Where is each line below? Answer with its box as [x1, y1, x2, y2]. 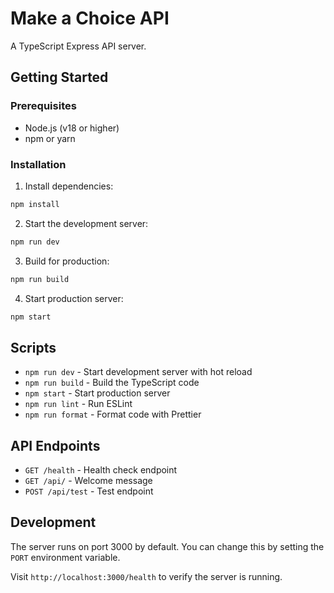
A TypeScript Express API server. [10, 40, 147, 52]
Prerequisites [10, 99, 77, 113]
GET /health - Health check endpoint [24, 464, 178, 476]
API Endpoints [10, 437, 101, 454]
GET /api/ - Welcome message [24, 475, 153, 487]
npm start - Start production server [24, 387, 171, 399]
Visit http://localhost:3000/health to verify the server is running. [10, 570, 283, 582]
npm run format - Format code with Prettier [24, 408, 202, 421]
